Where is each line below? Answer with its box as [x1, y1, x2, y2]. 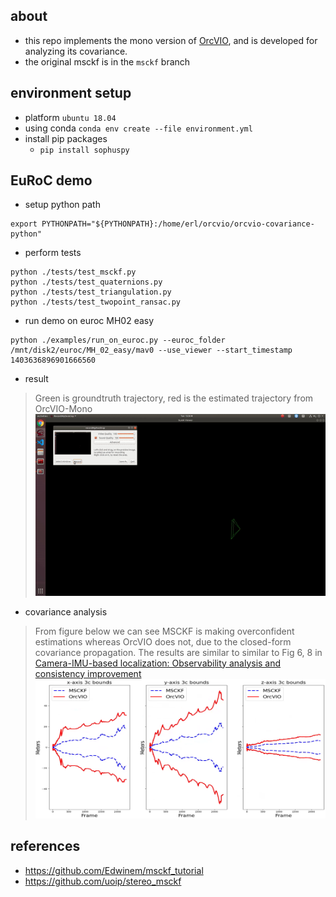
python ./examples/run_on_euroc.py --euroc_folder [10, 335, 226, 346]
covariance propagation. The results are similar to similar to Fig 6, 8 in [34, 646, 323, 658]
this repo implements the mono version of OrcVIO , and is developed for [24, 34, 318, 46]
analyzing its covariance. [24, 45, 128, 57]
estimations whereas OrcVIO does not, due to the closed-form [34, 635, 292, 648]
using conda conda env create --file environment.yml [24, 122, 253, 134]
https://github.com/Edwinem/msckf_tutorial [24, 864, 204, 876]
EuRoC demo [10, 172, 93, 189]
